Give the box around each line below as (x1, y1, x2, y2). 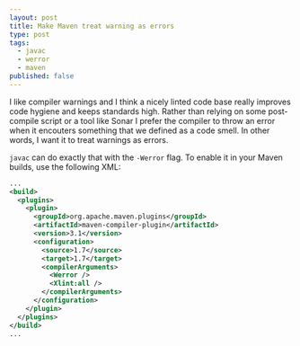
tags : (9, 38, 30, 48)
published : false (9, 72, 75, 81)
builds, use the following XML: (9, 161, 121, 172)
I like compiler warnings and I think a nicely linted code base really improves (9, 96, 292, 107)
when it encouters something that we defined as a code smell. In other (9, 125, 270, 136)
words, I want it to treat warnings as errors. (9, 134, 169, 145)
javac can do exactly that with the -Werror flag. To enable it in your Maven (9, 152, 283, 163)
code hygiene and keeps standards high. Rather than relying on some (9, 105, 267, 117)
